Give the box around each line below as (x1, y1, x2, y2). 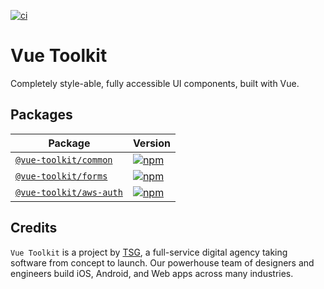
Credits (10, 220, 58, 237)
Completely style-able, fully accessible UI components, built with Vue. (10, 77, 300, 89)
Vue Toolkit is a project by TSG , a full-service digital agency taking (10, 246, 288, 258)
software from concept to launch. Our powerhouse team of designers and (10, 256, 315, 269)
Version (132, 136, 171, 150)
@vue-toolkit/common (15, 154, 113, 165)
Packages (10, 106, 73, 124)
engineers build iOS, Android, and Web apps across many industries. (10, 267, 294, 279)
